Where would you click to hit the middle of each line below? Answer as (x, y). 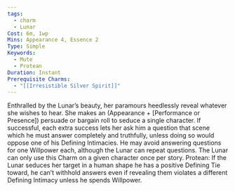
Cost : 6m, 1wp (28, 33)
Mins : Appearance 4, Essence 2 (53, 40)
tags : (15, 14)
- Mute (23, 60)
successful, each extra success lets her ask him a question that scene (109, 128)
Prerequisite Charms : (39, 79)
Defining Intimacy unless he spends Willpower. (75, 180)
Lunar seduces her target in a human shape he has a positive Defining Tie (114, 165)
